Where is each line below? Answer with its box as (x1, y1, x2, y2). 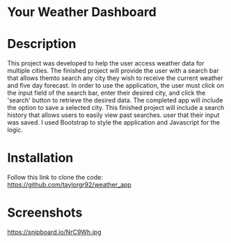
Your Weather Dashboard (7, 4, 157, 20)
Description (7, 36, 77, 52)
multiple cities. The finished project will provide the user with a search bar (7, 67, 219, 75)
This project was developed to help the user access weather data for (7, 59, 205, 68)
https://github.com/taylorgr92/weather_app (7, 180, 132, 189)
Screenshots (7, 205, 83, 221)
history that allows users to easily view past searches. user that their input (7, 111, 220, 119)
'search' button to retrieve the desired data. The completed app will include (7, 96, 223, 104)
